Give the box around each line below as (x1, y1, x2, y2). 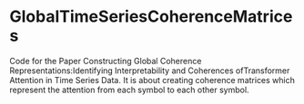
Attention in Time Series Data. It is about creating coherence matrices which (9, 74, 296, 85)
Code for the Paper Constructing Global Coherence (9, 55, 202, 66)
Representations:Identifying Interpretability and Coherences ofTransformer (9, 65, 290, 76)
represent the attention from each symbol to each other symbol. (9, 84, 249, 95)
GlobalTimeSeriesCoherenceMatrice (9, 6, 293, 27)
